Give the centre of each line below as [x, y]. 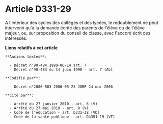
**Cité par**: [20, 95]
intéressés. [16, 38]
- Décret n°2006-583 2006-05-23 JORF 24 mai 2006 [61, 87]
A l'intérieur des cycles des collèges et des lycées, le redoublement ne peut [82, 23]
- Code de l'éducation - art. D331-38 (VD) [54, 112]
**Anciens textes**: [26, 57]
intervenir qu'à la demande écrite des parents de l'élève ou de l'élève [75, 27]
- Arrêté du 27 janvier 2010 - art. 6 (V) [54, 104]
